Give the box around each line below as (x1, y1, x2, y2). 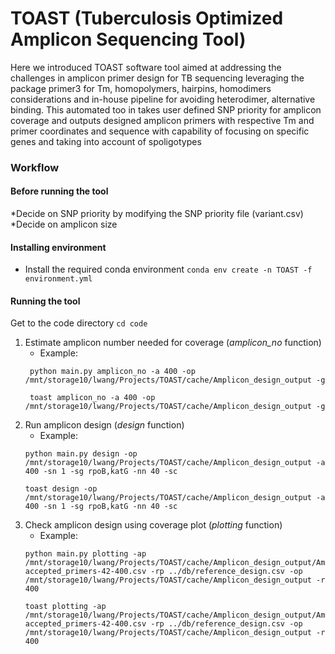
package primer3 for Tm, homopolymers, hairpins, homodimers (10, 82, 272, 94)
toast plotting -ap (24, 602, 107, 612)
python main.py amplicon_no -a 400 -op (29, 367, 196, 377)
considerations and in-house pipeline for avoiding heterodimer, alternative (10, 93, 316, 105)
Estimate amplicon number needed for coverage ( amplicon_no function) (24, 337, 322, 349)
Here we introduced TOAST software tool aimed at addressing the (10, 61, 282, 73)
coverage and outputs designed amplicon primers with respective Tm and (10, 114, 315, 126)
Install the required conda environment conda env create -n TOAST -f (24, 263, 313, 276)
